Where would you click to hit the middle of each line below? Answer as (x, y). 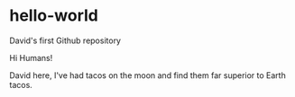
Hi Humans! (31, 57)
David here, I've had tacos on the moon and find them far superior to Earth (147, 75)
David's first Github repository (65, 40)
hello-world (54, 16)
